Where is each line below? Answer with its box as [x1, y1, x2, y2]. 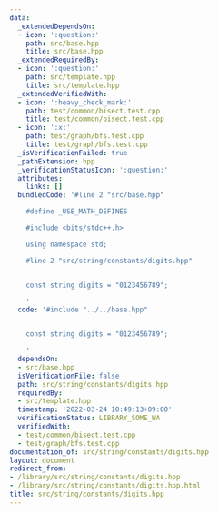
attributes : [17, 173, 64, 183]
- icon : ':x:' [17, 123, 71, 133]
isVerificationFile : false [17, 371, 120, 380]
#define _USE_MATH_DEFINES [25, 207, 128, 216]
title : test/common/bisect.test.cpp [25, 114, 165, 123]
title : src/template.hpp [25, 81, 120, 90]
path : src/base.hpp [25, 38, 100, 48]
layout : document [9, 456, 75, 465]
